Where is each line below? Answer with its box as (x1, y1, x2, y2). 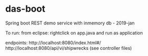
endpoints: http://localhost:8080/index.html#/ (5, 39, 101, 46)
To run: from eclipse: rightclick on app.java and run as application (5, 30, 143, 36)
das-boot (5, 3, 45, 15)
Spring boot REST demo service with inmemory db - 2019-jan (5, 20, 135, 26)
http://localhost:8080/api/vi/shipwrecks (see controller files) (5, 45, 132, 51)
